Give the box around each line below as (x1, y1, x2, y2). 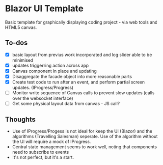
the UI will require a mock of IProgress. (12, 138, 91, 144)
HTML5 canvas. (5, 24, 37, 30)
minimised (12, 57, 33, 63)
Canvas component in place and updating (12, 68, 97, 74)
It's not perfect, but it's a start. (12, 154, 74, 160)
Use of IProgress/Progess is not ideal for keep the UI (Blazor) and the (12, 128, 153, 134)
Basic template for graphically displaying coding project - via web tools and (5, 19, 158, 25)
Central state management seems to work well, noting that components (12, 144, 157, 150)
